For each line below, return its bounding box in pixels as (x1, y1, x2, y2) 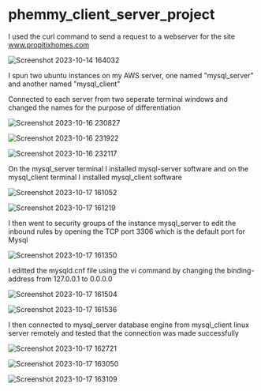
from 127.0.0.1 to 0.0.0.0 (35, 274, 113, 284)
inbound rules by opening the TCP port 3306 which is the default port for (8, 227, 246, 236)
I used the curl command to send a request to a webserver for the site (8, 32, 235, 41)
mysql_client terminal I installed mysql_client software (8, 172, 183, 182)
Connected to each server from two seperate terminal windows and (8, 94, 229, 103)
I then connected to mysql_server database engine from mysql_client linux (8, 320, 250, 329)
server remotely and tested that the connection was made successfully (8, 328, 239, 337)
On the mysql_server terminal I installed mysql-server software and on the (8, 164, 249, 173)
